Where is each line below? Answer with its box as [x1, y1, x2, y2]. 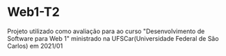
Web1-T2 [7, 4, 60, 20]
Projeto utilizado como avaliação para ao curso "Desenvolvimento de [7, 27, 205, 35]
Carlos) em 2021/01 [7, 41, 63, 50]
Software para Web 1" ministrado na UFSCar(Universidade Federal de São [7, 34, 219, 42]
